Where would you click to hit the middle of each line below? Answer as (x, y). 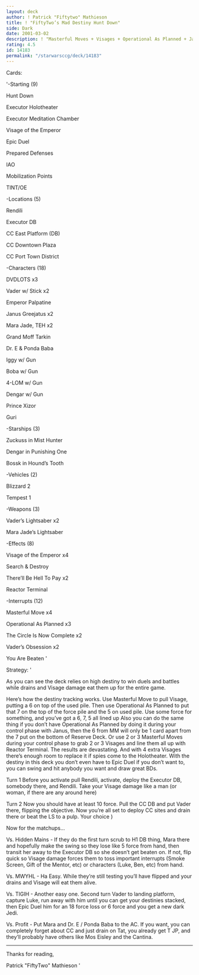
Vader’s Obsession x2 (33, 647)
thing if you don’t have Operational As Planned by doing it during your (91, 724)
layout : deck (22, 12)
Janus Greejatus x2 (30, 314)
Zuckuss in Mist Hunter (35, 440)
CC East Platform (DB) (33, 233)
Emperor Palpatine (29, 302)
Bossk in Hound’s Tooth (35, 463)
